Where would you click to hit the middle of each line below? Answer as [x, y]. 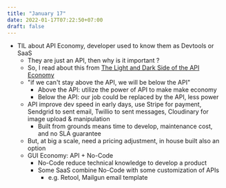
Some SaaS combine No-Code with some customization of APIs [128, 170]
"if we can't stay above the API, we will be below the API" [109, 83]
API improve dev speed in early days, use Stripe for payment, [114, 105]
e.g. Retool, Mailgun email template [98, 178]
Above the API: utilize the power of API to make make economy [127, 90]
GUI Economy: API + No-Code [70, 156]
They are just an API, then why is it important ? [93, 61]
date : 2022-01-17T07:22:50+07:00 [55, 20]
